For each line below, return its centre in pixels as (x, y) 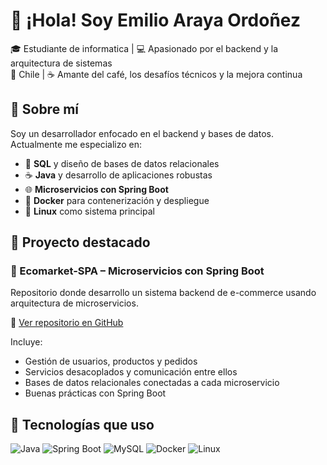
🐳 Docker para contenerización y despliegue (117, 200)
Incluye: (26, 342)
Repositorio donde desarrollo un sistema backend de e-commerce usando (163, 293)
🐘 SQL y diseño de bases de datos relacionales (122, 163)
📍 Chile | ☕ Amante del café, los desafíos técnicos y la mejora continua (156, 74)
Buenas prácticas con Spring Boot (95, 393)
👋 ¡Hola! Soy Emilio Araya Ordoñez (155, 20)
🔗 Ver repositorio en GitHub (67, 323)
